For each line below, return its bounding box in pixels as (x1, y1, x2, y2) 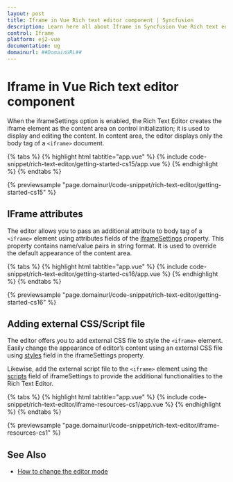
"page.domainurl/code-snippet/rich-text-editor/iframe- (62, 421, 220, 430)
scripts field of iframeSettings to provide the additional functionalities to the (7, 372, 223, 380)
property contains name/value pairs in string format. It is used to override (7, 241, 217, 250)
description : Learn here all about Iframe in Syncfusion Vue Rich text (7, 23, 218, 30)
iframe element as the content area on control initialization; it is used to (7, 124, 210, 132)
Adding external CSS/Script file (7, 318, 146, 330)
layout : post (7, 10, 45, 17)
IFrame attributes (7, 208, 83, 220)
